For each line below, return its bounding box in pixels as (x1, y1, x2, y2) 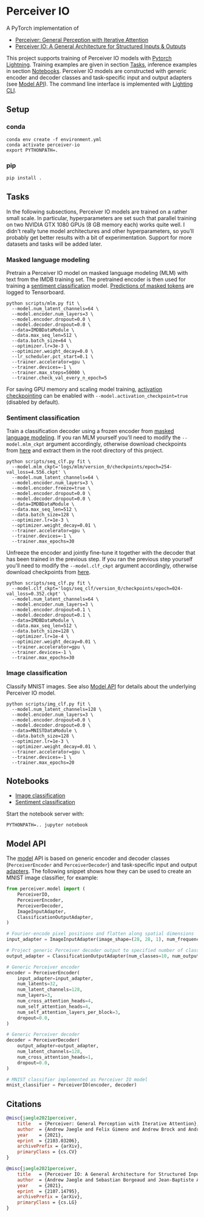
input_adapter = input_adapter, (17, 975, 94, 982)
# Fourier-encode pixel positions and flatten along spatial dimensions (6, 931, 194, 937)
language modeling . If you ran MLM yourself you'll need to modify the (6, 434, 181, 442)
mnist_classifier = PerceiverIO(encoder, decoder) (6, 1082, 137, 1088)
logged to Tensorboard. (6, 288, 66, 296)
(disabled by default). (6, 398, 60, 406)
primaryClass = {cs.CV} (17, 1149, 78, 1155)
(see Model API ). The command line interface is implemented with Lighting (6, 80, 193, 88)
